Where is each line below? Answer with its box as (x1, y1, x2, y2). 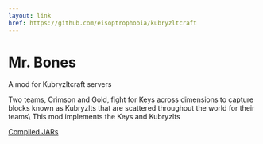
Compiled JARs (8, 127, 59, 137)
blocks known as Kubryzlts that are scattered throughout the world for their (8, 103, 255, 113)
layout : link (8, 11, 52, 20)
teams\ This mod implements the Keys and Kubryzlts (8, 112, 180, 122)
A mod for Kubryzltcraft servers (8, 80, 112, 89)
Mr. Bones (8, 53, 77, 72)
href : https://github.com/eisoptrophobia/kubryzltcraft (8, 19, 197, 27)
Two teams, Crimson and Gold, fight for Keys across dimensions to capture (8, 95, 254, 104)
